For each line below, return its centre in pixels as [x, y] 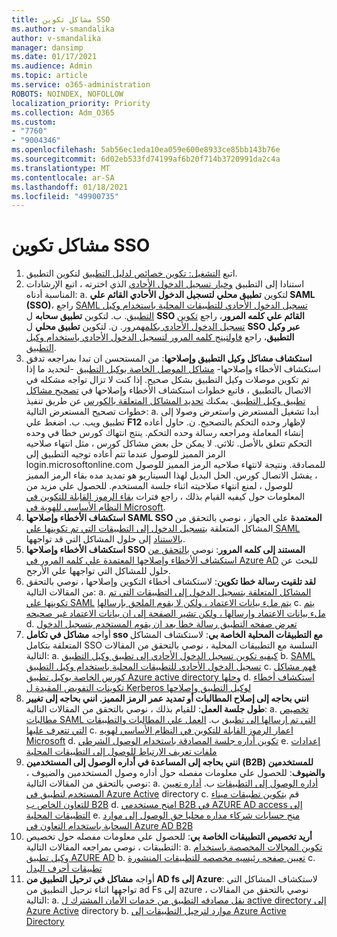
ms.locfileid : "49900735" [65, 196]
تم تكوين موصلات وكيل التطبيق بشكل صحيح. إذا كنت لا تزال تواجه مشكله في [167, 380]
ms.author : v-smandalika [63, 29]
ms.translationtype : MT [61, 168]
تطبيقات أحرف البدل [64, 868]
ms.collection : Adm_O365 [63, 112]
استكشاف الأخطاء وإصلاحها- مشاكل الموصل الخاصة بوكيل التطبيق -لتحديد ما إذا [173, 369]
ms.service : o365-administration [81, 85]
